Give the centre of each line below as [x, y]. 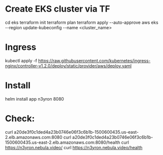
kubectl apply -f [21, 60]
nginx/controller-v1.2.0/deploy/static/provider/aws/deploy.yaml [68, 66]
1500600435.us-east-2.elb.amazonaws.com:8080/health [63, 142]
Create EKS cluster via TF [58, 9]
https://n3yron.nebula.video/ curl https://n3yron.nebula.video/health [74, 147]
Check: [20, 119]
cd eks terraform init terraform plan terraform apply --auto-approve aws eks [82, 22]
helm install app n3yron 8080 [35, 99]
